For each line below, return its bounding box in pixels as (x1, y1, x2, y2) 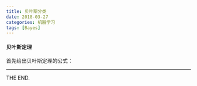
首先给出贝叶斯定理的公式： (6, 58, 73, 64)
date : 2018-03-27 (6, 14, 49, 20)
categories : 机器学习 (6, 19, 56, 25)
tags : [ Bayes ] (6, 24, 41, 31)
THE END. (6, 74, 30, 81)
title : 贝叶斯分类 (6, 8, 47, 15)
